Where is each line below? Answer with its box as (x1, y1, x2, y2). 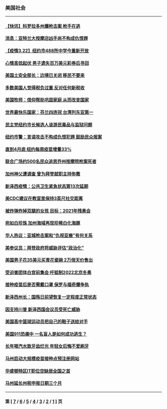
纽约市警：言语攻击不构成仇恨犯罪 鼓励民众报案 (5, 134, 102, 140)
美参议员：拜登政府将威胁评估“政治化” (5, 245, 84, 251)
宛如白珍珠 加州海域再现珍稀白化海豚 (5, 220, 81, 226)
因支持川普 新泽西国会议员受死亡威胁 (5, 306, 81, 312)
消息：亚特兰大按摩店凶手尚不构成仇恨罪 (5, 35, 88, 41)
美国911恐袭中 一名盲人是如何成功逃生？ (5, 331, 87, 337)
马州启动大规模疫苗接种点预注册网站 (5, 355, 80, 361)
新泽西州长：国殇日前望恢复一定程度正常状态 (5, 294, 97, 300)
